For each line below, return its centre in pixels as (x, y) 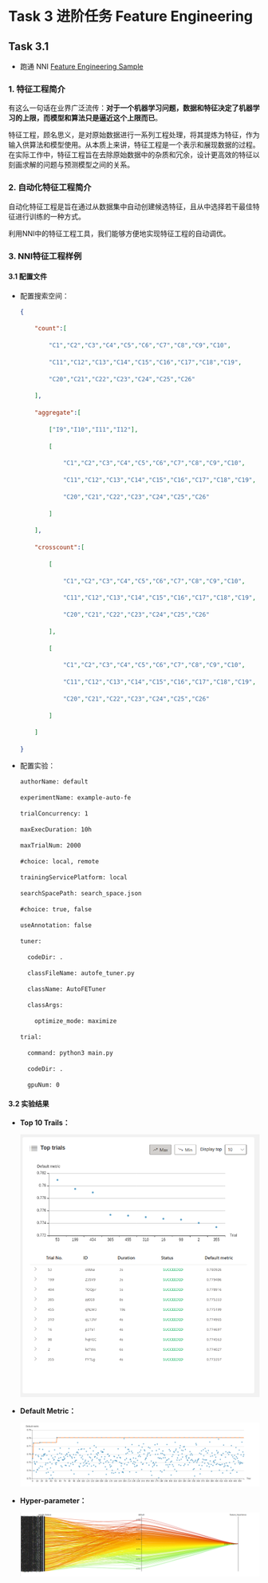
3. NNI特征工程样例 (45, 256)
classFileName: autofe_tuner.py (81, 973)
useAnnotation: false (55, 926)
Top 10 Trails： (45, 1123)
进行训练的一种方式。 (50, 216)
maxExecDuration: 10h (55, 830)
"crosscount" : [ (60, 547)
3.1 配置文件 (28, 277)
